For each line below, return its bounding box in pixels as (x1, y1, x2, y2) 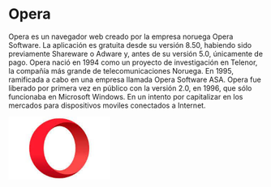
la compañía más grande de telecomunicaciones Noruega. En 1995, (8, 66, 234, 75)
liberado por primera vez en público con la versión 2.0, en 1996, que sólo (8, 83, 252, 93)
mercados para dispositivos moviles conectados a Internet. (8, 100, 206, 110)
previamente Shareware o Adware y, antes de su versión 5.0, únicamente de (8, 49, 264, 58)
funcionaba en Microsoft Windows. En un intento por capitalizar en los (8, 91, 243, 101)
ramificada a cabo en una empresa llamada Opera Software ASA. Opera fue (8, 74, 261, 84)
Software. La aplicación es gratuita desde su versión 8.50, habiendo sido (8, 40, 252, 49)
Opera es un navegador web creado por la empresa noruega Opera (8, 32, 234, 41)
